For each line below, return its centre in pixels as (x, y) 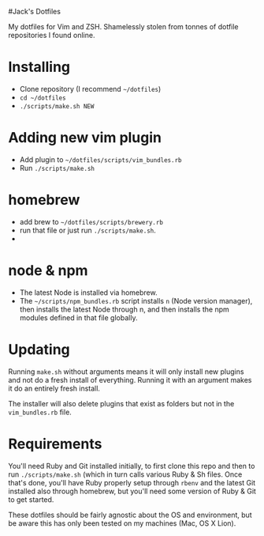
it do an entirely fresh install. (54, 388)
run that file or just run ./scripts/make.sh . (87, 230)
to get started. (31, 499)
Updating (39, 349)
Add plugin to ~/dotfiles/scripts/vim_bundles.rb (100, 159)
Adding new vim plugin (85, 138)
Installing (39, 67)
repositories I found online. (52, 35)
